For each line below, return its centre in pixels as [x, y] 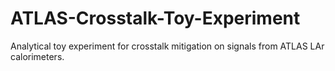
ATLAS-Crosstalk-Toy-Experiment [155, 18]
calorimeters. [37, 56]
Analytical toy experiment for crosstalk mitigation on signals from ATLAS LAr [167, 46]
